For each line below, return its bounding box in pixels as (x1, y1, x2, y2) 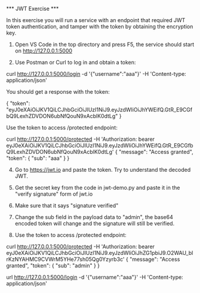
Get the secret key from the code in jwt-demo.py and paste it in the (14, 184, 180, 191)
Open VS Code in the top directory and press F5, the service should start (14, 41, 195, 48)
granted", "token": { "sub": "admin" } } (6, 262, 100, 269)
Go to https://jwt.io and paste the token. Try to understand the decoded (14, 166, 191, 173)
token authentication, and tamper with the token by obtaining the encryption (6, 23, 193, 30)
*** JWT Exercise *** (6, 5, 59, 12)
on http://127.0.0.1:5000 (14, 47, 73, 54)
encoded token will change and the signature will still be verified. (14, 220, 175, 227)
